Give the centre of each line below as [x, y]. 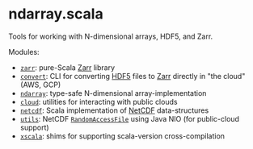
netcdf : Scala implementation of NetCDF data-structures [114, 110]
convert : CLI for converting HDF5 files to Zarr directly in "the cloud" [133, 76]
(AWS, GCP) [40, 85]
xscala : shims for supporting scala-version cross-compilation [122, 136]
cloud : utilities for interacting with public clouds [99, 101]
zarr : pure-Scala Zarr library [67, 67]
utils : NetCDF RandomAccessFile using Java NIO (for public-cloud [130, 118]
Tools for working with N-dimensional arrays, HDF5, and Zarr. [111, 36]
